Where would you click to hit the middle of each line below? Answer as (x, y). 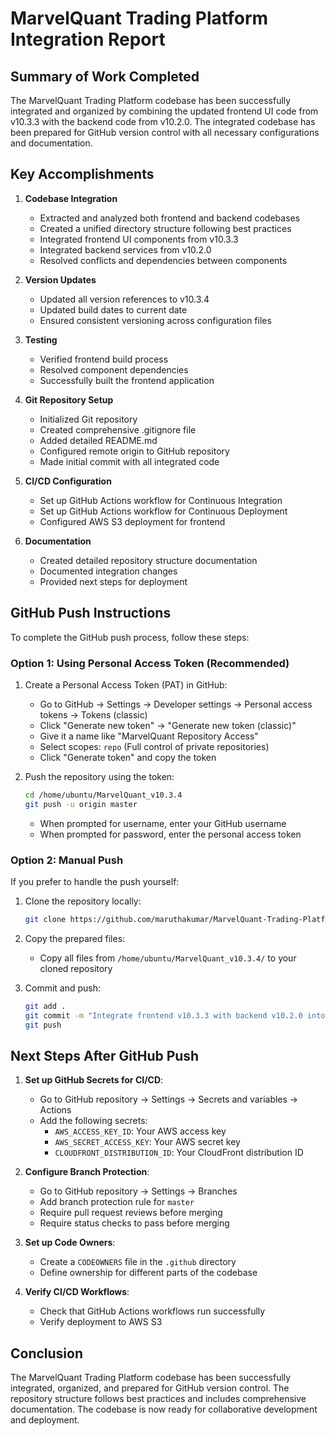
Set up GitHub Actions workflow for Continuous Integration (161, 500)
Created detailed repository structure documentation (148, 560)
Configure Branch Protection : (87, 1172)
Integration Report (88, 39)
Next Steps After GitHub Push (105, 1055)
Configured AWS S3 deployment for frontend (132, 521)
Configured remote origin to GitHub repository (134, 451)
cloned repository (76, 968)
